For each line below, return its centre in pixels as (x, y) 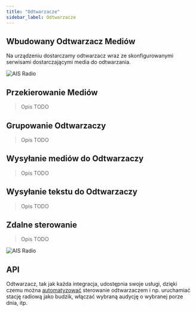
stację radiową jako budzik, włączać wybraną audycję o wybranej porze (95, 296)
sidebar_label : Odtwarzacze (41, 17)
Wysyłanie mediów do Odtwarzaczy (75, 159)
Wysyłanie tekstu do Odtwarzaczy (72, 192)
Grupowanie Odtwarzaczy (56, 126)
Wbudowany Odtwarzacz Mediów (71, 41)
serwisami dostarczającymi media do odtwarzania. (69, 62)
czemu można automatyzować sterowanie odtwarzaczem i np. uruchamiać (98, 291)
